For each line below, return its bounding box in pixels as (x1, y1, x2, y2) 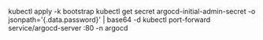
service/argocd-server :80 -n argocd (8, 24, 128, 32)
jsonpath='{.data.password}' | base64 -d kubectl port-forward (8, 15, 211, 24)
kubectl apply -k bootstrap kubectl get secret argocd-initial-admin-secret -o (8, 7, 256, 16)
